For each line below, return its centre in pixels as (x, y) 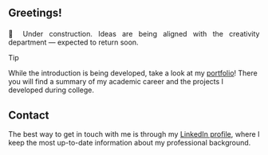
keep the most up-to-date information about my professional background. (130, 143)
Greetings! (35, 13)
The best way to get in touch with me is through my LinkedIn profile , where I (134, 134)
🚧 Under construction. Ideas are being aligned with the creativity (134, 34)
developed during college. (51, 90)
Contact (29, 115)
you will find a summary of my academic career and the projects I (116, 82)
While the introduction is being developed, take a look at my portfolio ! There (133, 73)
